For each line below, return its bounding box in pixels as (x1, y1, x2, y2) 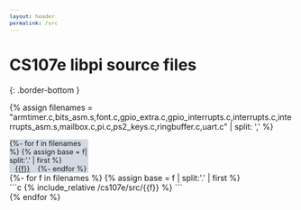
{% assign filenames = (9, 102, 93, 113)
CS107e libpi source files (9, 54, 197, 75)
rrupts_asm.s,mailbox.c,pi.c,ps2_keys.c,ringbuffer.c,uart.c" (9, 121, 228, 132)
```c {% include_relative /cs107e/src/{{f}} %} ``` (9, 182, 183, 193)
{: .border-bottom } (9, 84, 80, 96)
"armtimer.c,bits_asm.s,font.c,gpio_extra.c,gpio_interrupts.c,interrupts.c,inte (9, 111, 292, 123)
